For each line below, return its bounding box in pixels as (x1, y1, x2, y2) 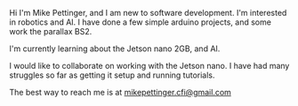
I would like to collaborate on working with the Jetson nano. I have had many (9, 61, 290, 71)
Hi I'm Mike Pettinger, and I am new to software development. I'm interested (9, 8, 287, 18)
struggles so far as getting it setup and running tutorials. (9, 70, 215, 80)
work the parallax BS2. (9, 26, 93, 36)
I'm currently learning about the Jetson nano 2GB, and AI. (9, 43, 221, 54)
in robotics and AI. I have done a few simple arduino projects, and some (9, 17, 271, 27)
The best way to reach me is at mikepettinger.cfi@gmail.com (9, 87, 231, 97)
